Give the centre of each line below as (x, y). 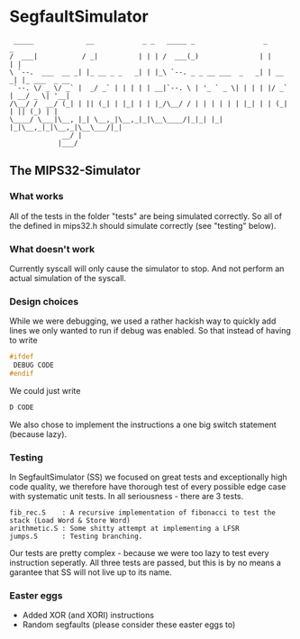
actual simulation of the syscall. (68, 278)
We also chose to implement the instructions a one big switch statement (143, 424)
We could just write (45, 390)
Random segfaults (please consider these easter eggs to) (129, 625)
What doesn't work (52, 249)
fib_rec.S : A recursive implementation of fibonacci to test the (143, 513)
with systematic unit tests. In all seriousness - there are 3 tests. (127, 497)
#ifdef (22, 357)
